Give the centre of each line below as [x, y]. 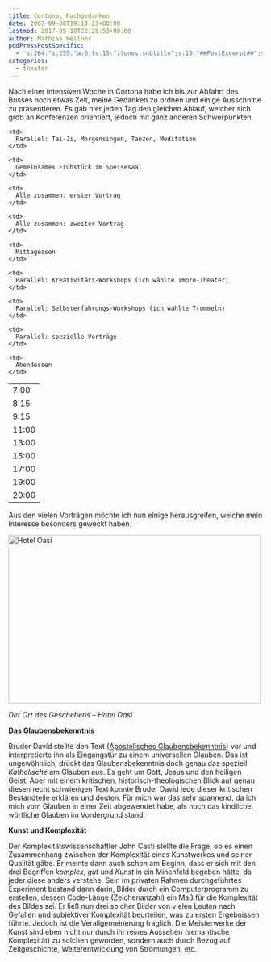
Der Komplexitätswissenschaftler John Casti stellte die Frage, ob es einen [131, 846]
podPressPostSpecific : [46, 46]
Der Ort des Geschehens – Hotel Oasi [71, 714]
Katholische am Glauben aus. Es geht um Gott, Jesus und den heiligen [125, 772]
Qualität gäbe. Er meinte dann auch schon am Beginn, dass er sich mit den [132, 863]
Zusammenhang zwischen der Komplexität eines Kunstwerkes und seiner [130, 854]
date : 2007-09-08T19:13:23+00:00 [65, 23]
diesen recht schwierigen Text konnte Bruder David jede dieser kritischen [130, 788]
